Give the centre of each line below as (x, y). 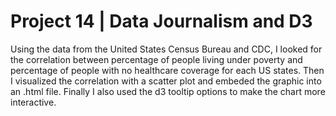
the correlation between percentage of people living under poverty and (156, 59)
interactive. (33, 102)
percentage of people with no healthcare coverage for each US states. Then (167, 70)
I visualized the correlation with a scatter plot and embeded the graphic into (166, 81)
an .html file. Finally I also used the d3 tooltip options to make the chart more (168, 91)
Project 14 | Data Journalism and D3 (161, 21)
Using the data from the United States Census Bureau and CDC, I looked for (166, 49)
